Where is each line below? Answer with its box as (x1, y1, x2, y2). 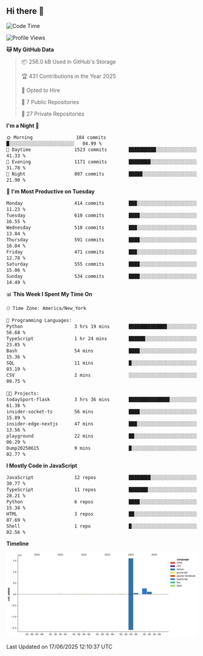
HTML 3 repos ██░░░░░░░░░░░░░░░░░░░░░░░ (6, 511, 198, 517)
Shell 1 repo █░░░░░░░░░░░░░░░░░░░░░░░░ (6, 523, 198, 529)
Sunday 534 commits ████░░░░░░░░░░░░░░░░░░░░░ (6, 273, 198, 279)
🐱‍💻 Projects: (6, 390, 40, 396)
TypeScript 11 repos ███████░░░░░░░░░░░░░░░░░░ (6, 486, 198, 493)
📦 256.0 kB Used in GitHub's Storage (21, 58, 117, 65)
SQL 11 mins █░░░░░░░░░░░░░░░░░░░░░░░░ (6, 360, 198, 366)
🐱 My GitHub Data (6, 46, 55, 53)
